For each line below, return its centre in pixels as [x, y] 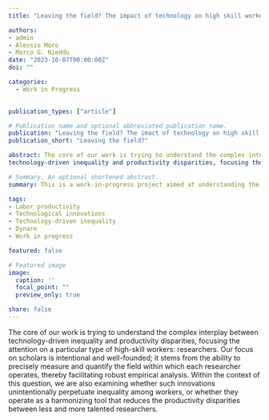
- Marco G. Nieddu [39, 53]
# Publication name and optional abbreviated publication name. [118, 126]
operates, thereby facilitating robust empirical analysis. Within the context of [134, 374]
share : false [30, 309]
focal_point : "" [42, 288]
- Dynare [23, 229]
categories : [28, 82]
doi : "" [21, 68]
